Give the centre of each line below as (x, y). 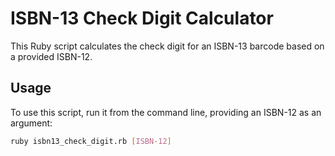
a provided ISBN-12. (51, 56)
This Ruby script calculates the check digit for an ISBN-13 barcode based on (167, 46)
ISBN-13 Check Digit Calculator (142, 18)
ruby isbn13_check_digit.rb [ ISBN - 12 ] (91, 141)
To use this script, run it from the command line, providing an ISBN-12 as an (166, 112)
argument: (31, 123)
